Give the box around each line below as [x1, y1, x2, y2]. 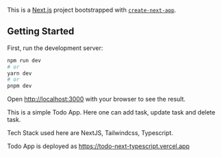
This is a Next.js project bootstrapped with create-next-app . [7, 6, 177, 14]
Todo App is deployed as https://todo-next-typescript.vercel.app [7, 142, 190, 150]
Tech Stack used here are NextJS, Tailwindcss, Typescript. [7, 129, 173, 137]
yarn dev [7, 70, 32, 77]
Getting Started [7, 25, 75, 37]
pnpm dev [7, 82, 32, 90]
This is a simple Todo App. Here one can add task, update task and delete [7, 108, 216, 117]
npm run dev [7, 57, 41, 64]
